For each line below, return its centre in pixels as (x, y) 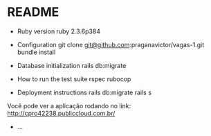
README (33, 12)
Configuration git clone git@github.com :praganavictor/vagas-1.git (111, 44)
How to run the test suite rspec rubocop (74, 79)
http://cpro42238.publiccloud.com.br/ (61, 113)
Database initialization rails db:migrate (72, 65)
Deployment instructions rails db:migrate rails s (84, 92)
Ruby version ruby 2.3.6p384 (59, 31)
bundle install (36, 52)
